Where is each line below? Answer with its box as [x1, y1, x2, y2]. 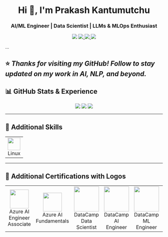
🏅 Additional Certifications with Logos [5, 172, 126, 180]
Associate [7, 220, 31, 227]
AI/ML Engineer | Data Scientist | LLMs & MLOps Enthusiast [10, 23, 157, 30]
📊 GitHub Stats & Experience [5, 87, 97, 96]
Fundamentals [35, 217, 69, 224]
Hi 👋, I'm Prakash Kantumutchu [18, 5, 150, 16]
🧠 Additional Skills [5, 123, 63, 132]
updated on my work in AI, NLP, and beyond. [5, 70, 146, 78]
